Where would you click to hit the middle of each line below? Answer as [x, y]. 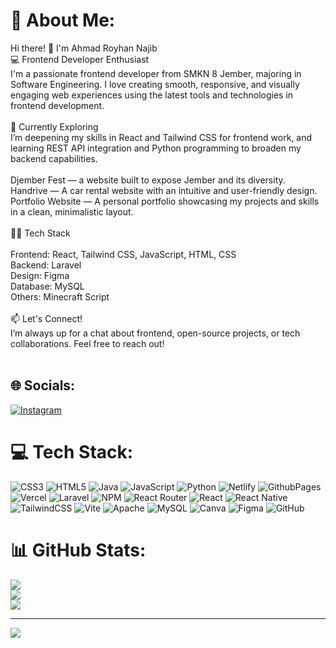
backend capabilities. [54, 158]
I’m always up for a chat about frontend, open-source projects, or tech [155, 333]
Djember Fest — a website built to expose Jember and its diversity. [148, 180]
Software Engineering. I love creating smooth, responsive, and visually [155, 84]
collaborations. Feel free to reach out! [87, 343]
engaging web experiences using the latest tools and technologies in [152, 95]
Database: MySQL [47, 286]
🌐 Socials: [43, 385]
